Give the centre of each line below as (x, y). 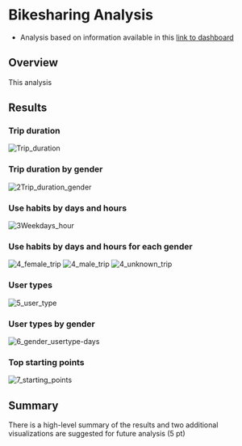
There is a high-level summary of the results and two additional (113, 425)
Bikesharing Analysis (81, 15)
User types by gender (52, 324)
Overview (33, 63)
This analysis (30, 82)
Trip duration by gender (56, 169)
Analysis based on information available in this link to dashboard (127, 37)
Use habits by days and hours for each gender (101, 246)
